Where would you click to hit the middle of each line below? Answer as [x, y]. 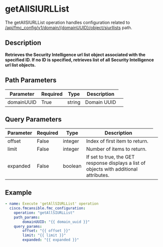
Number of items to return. [116, 149]
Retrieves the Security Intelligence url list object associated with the [75, 54]
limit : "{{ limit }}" [44, 235]
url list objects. [20, 65]
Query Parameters [33, 119]
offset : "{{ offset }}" [46, 231]
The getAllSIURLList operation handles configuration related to [67, 22]
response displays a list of [116, 163]
